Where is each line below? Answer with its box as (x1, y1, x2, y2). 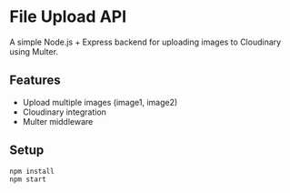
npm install (9, 167, 55, 176)
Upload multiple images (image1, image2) (22, 96, 178, 107)
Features (9, 73, 61, 88)
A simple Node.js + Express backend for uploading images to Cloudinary (9, 36, 282, 47)
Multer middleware (22, 116, 94, 127)
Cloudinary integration (22, 107, 107, 117)
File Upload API (9, 6, 127, 27)
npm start (9, 175, 47, 184)
